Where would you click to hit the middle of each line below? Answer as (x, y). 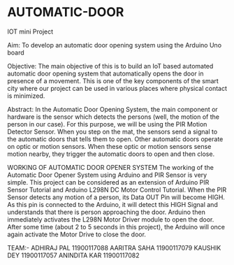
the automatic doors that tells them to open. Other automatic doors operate (115, 139)
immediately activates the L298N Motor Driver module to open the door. (111, 219)
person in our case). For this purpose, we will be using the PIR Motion (107, 124)
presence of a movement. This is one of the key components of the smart (113, 80)
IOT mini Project (30, 31)
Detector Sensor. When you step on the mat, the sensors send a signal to (112, 131)
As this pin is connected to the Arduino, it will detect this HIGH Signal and (112, 204)
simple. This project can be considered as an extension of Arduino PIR (108, 182)
